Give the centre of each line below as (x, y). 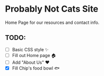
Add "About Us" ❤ (31, 62)
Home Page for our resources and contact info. (52, 22)
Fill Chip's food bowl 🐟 (36, 68)
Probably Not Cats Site (52, 9)
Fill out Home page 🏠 (34, 55)
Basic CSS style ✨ (30, 49)
